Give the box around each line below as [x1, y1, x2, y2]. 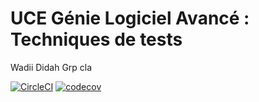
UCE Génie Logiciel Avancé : [10, 7, 250, 30]
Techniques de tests [10, 28, 183, 51]
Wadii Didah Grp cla [10, 61, 93, 73]
